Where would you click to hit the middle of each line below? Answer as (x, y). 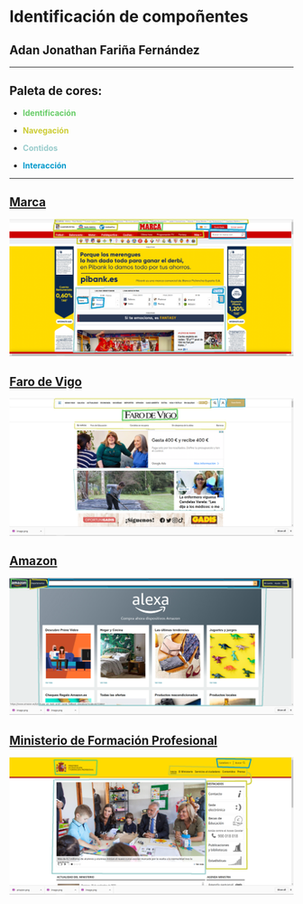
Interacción (44, 165)
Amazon (33, 561)
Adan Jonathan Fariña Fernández (105, 50)
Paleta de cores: (55, 91)
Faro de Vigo (46, 381)
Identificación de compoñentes (129, 17)
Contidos (40, 147)
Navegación (46, 130)
